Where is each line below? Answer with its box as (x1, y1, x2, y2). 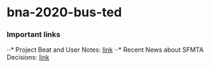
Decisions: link (6, 53, 50, 62)
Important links (6, 30, 61, 40)
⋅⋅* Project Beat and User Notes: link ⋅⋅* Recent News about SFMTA (6, 45, 204, 54)
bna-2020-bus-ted (6, 4, 123, 21)
